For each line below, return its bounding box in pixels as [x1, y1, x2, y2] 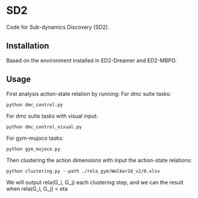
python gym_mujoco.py [6, 146, 61, 152]
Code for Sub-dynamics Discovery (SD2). [6, 23, 110, 31]
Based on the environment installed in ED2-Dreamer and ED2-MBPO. [6, 56, 178, 64]
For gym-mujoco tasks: [6, 134, 64, 142]
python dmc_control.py [6, 101, 63, 108]
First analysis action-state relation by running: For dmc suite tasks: [6, 90, 172, 97]
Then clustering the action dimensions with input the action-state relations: [6, 157, 193, 164]
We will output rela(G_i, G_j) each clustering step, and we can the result [6, 178, 184, 186]
